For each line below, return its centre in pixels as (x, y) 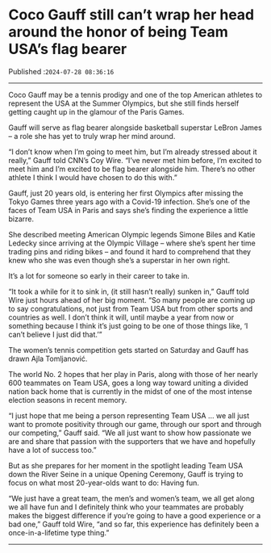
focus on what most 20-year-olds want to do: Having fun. (104, 483)
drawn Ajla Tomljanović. (48, 358)
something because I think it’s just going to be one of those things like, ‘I (128, 325)
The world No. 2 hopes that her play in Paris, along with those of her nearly (133, 374)
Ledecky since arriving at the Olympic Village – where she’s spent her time (132, 243)
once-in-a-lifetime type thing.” (59, 532)
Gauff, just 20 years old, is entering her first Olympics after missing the (126, 193)
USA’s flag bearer (68, 49)
